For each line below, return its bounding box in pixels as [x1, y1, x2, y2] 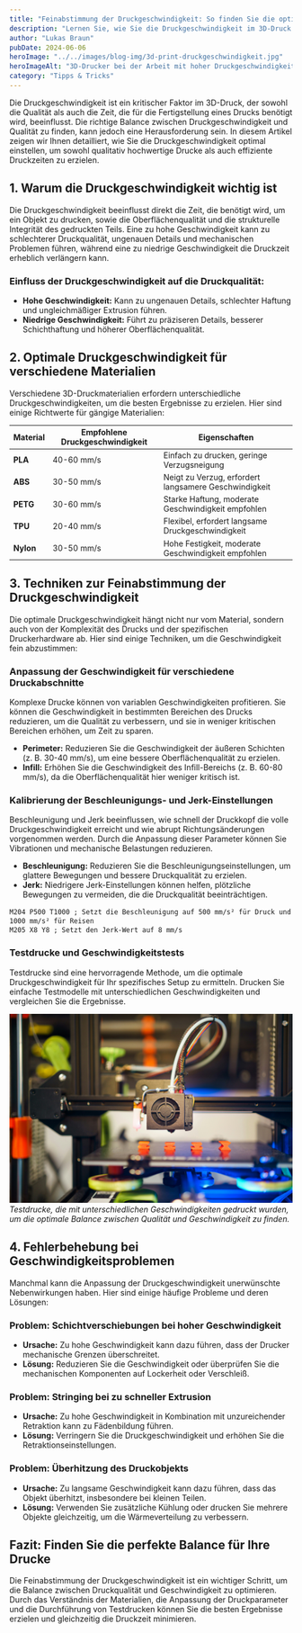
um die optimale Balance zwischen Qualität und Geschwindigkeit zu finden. [9, 1213, 290, 1224]
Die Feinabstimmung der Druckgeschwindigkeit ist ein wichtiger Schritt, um [9, 1575, 288, 1586]
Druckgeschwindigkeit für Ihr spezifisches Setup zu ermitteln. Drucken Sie [9, 976, 285, 987]
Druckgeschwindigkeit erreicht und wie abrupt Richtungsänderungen [9, 824, 265, 835]
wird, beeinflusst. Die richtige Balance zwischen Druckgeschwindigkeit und [9, 116, 289, 127]
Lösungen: [9, 1297, 49, 1307]
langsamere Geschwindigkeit [163, 481, 271, 492]
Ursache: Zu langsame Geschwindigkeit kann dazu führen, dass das [22, 1483, 277, 1494]
